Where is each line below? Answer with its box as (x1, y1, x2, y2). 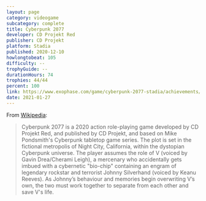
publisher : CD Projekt (6, 37, 64, 44)
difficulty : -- (6, 60, 45, 66)
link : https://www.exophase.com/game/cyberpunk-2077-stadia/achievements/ (6, 89, 202, 95)
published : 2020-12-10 (6, 49, 64, 55)
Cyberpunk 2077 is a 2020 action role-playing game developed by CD (21, 123, 199, 131)
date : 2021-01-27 (6, 94, 51, 100)
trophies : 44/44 (6, 77, 48, 83)
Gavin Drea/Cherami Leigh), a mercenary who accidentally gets (21, 156, 182, 163)
